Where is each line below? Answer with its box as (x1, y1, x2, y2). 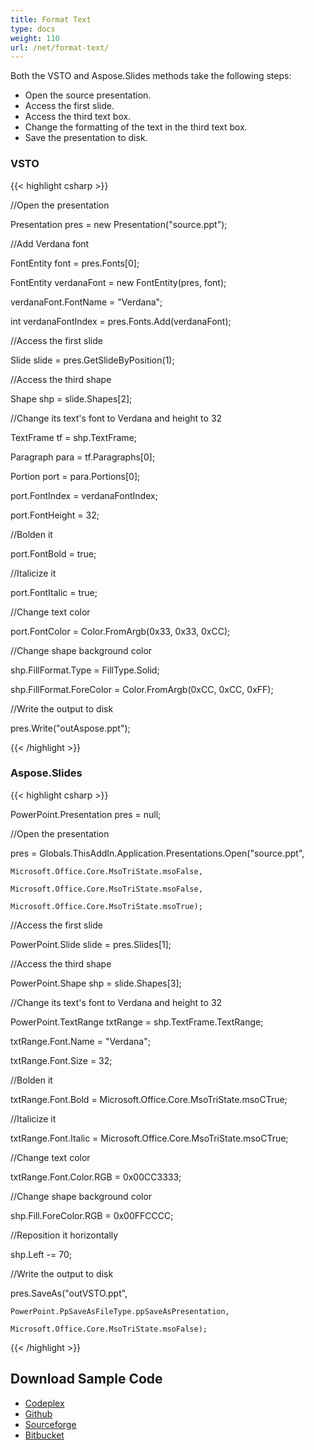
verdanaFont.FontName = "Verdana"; (10, 296, 163, 308)
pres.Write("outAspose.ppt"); (10, 722, 131, 734)
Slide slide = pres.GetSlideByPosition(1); (10, 354, 175, 366)
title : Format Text (10, 14, 92, 25)
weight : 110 (10, 33, 60, 43)
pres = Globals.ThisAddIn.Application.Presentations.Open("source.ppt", (10, 847, 305, 859)
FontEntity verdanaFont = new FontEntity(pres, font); (10, 276, 227, 288)
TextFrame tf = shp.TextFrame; (10, 431, 137, 443)
